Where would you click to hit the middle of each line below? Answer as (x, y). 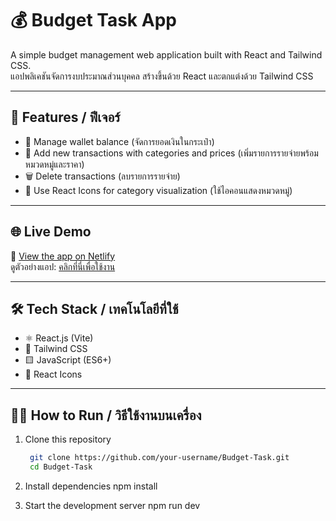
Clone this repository (68, 439)
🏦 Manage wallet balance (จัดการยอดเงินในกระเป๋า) (119, 141)
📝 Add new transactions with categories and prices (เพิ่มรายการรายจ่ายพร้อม (171, 153)
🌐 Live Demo (51, 232)
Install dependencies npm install (91, 486)
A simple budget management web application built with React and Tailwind (166, 54)
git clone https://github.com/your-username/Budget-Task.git (159, 458)
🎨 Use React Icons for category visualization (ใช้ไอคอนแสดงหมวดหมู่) (158, 190)
